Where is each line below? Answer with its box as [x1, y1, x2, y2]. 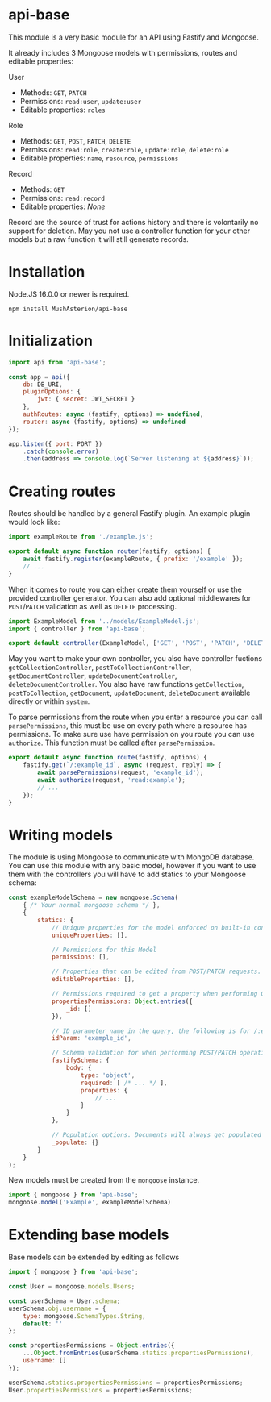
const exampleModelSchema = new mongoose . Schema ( [8, 893, 179, 902]
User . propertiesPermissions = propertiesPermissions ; [8, 1386, 194, 1394]
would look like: [8, 518, 60, 527]
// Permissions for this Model [51, 946, 157, 954]
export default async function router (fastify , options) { [8, 547, 211, 555]
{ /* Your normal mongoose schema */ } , [23, 901, 161, 909]
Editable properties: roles [19, 105, 106, 114]
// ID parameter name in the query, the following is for [51, 1026, 251, 1035]
